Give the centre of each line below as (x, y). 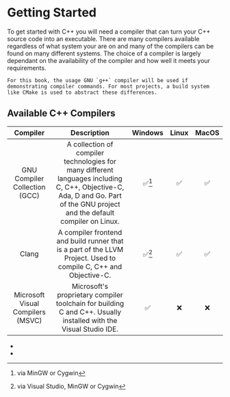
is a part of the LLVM (90, 249)
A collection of (90, 144)
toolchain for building (90, 303)
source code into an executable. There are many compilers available (103, 38)
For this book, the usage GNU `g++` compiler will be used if (98, 80)
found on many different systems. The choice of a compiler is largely (104, 53)
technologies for (90, 161)
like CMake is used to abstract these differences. (82, 92)
